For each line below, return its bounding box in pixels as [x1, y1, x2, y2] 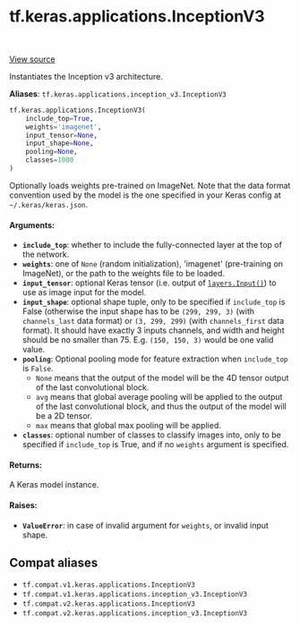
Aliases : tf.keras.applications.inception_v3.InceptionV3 [9, 88, 227, 99]
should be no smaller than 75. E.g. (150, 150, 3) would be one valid [21, 335, 274, 345]
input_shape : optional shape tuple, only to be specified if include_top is [21, 297, 286, 308]
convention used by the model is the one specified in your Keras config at [9, 190, 282, 200]
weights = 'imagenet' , [25, 123, 102, 131]
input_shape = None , [25, 139, 94, 148]
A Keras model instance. [9, 479, 99, 490]
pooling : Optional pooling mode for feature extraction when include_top [21, 353, 288, 364]
